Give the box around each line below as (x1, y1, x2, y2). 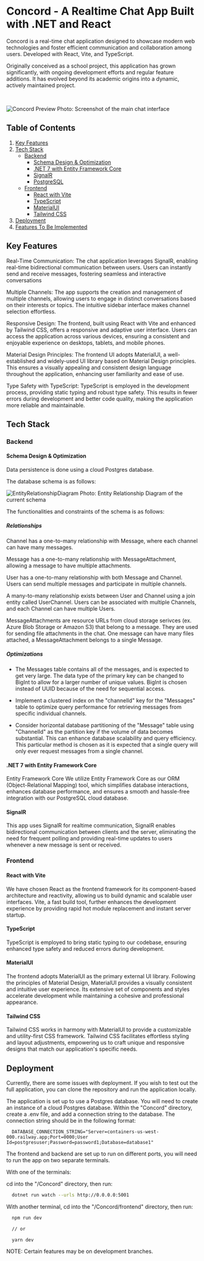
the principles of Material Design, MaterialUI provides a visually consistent (6, 979, 192, 986)
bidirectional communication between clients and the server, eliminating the (6, 828, 196, 836)
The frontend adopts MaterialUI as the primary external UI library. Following (6, 972, 196, 979)
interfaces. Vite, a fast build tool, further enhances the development (6, 898, 177, 906)
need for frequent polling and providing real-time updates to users (6, 835, 172, 842)
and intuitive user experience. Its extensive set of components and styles (6, 986, 190, 993)
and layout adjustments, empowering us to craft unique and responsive (6, 1039, 185, 1046)
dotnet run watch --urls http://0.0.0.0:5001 (12, 1192, 130, 1198)
